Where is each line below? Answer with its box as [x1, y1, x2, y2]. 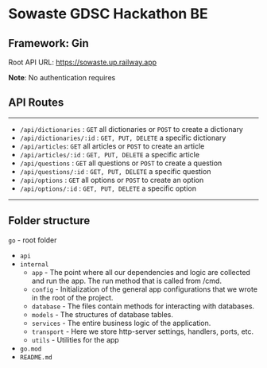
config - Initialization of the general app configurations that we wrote [31, 284, 258, 294]
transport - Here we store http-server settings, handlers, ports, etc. [31, 327, 254, 336]
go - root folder [8, 235, 57, 245]
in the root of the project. [31, 292, 114, 302]
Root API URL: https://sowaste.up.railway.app [8, 57, 157, 67]
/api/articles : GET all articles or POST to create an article [19, 141, 205, 151]
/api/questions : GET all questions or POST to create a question [19, 158, 222, 168]
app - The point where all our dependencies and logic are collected [31, 267, 250, 277]
